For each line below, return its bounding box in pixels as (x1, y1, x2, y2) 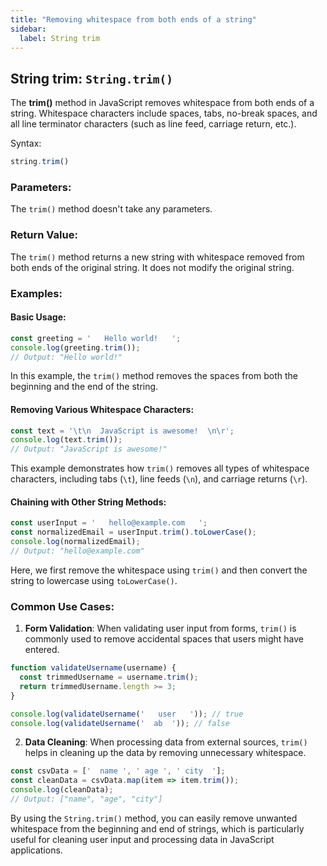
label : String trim (19, 33, 101, 43)
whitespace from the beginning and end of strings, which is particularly (10, 822, 305, 835)
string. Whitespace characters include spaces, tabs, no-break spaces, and (10, 107, 318, 120)
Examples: (10, 286, 63, 300)
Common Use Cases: (10, 599, 115, 613)
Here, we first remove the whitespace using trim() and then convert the (10, 564, 308, 576)
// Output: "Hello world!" (10, 352, 123, 362)
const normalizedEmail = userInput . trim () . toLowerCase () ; (10, 527, 257, 538)
